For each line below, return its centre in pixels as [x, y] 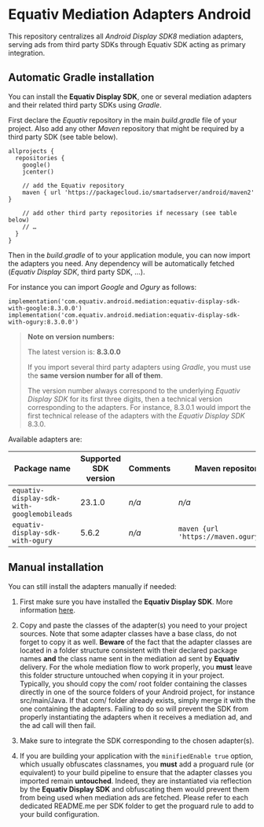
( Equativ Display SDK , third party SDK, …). [77, 272]
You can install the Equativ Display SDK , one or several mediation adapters [130, 97]
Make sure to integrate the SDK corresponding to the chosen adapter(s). [137, 741]
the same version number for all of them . [95, 375]
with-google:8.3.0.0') [45, 308]
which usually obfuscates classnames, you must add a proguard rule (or [137, 764]
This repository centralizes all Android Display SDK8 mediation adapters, [126, 36]
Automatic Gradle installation [81, 77]
